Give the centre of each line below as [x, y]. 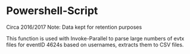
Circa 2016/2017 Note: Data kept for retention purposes [74, 27]
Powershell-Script [52, 11]
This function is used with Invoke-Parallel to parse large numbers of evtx [95, 38]
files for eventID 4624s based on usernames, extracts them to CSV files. [95, 45]
